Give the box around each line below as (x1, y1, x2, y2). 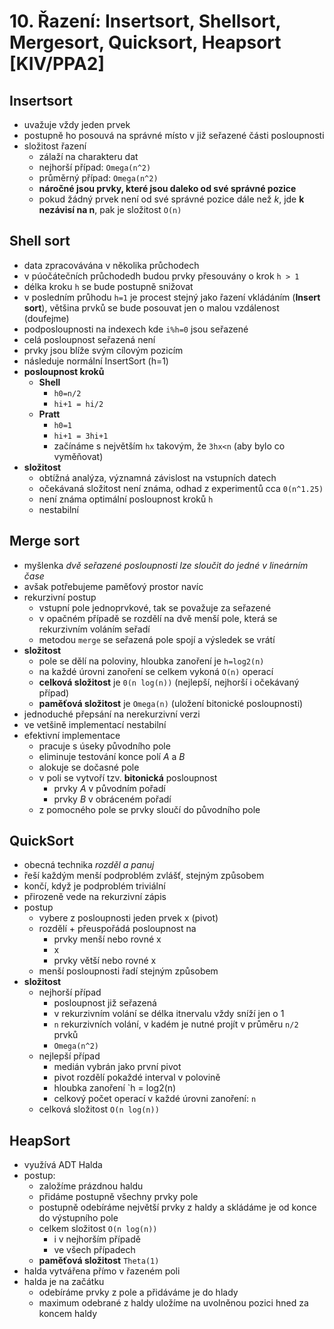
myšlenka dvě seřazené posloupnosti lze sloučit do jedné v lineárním (23, 559, 309, 571)
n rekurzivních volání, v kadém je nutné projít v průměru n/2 (53, 1018, 299, 1030)
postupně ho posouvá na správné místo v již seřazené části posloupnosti (23, 130, 325, 141)
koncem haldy (38, 1308, 98, 1320)
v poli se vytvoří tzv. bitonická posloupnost (38, 771, 218, 784)
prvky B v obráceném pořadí (53, 793, 172, 805)
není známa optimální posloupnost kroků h (38, 493, 214, 505)
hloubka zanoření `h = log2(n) (53, 1082, 177, 1094)
